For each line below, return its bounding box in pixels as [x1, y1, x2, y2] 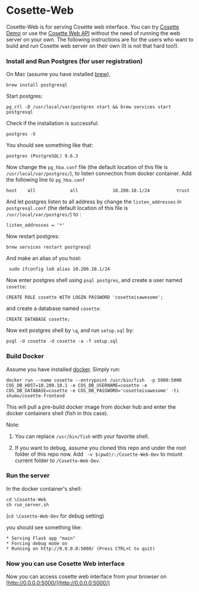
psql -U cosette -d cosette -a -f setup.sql [6, 339, 118, 344]
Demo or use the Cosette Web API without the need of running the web [6, 29, 181, 36]
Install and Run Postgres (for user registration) [6, 57, 143, 65]
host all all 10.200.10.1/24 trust [6, 188, 190, 194]
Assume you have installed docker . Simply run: [6, 365, 121, 372]
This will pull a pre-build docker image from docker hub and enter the [6, 403, 176, 411]
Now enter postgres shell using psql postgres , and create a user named [6, 277, 183, 284]
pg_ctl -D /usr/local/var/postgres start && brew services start [6, 104, 171, 110]
